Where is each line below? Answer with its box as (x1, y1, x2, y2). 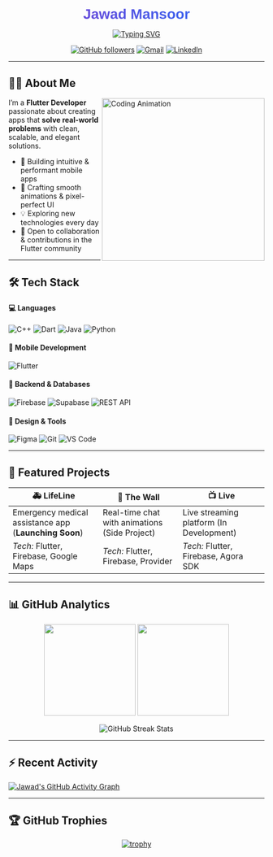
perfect (19, 200, 45, 209)
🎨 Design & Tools (8, 416, 67, 426)
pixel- (65, 191, 85, 201)
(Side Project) (102, 527, 156, 538)
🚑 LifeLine (32, 490, 76, 502)
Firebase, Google (12, 550, 78, 562)
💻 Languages (8, 302, 57, 312)
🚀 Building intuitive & (19, 157, 89, 166)
